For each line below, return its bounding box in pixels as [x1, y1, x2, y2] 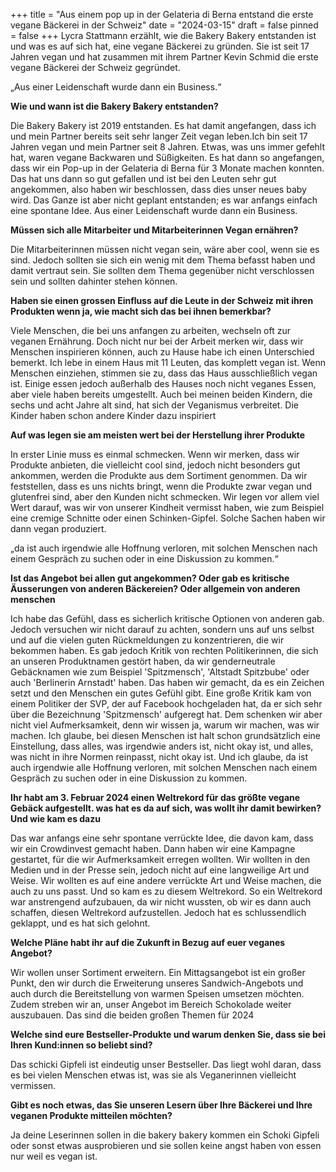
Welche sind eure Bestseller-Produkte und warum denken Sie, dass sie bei [10, 1029, 326, 1040]
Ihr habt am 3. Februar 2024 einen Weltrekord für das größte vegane [10, 792, 301, 803]
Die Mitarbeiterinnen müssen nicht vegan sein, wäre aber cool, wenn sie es [10, 244, 320, 255]
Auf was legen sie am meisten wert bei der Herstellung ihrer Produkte [10, 429, 306, 441]
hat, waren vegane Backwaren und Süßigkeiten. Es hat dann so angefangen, [10, 152, 325, 163]
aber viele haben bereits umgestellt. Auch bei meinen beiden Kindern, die [10, 389, 313, 400]
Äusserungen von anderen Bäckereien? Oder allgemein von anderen [10, 583, 301, 594]
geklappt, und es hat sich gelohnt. [10, 917, 151, 929]
